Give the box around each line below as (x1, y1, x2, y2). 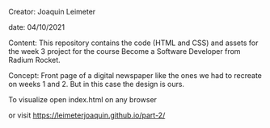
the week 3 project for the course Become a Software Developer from (8, 47, 241, 56)
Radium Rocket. (8, 56, 61, 64)
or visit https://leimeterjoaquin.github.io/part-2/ (8, 110, 166, 120)
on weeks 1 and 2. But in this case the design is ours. (8, 80, 184, 89)
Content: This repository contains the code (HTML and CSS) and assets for (8, 38, 259, 47)
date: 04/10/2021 (8, 23, 65, 31)
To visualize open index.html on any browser (8, 95, 158, 104)
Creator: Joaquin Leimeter (8, 7, 96, 16)
